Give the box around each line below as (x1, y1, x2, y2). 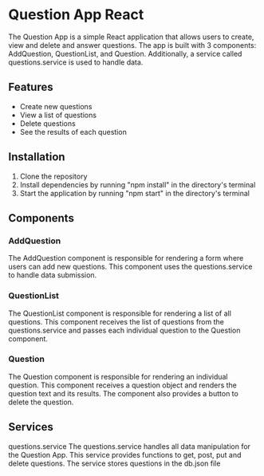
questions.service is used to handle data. (8, 57, 144, 67)
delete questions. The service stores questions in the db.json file (8, 458, 221, 468)
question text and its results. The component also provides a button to (8, 388, 239, 398)
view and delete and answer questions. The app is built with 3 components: (8, 40, 257, 49)
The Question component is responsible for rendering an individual (8, 372, 228, 381)
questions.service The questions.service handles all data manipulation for (8, 441, 251, 451)
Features (8, 81, 53, 94)
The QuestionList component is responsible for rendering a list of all (8, 309, 231, 318)
